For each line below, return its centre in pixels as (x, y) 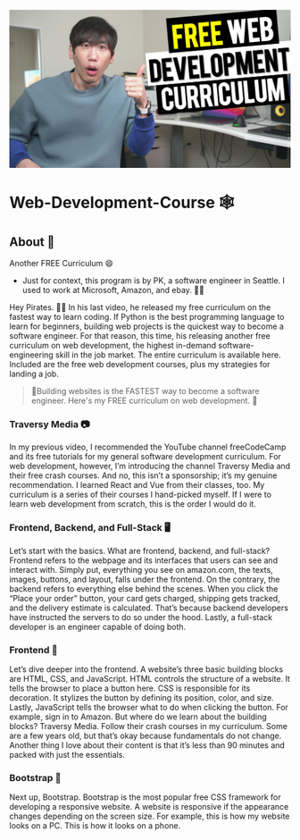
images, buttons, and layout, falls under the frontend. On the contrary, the (145, 579)
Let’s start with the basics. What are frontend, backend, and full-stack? (140, 550)
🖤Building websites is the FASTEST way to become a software (145, 391)
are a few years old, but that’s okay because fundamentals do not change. (146, 735)
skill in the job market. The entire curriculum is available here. (168, 355)
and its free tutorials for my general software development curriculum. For (145, 457)
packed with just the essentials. (67, 754)
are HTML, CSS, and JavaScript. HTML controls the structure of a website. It (150, 678)
